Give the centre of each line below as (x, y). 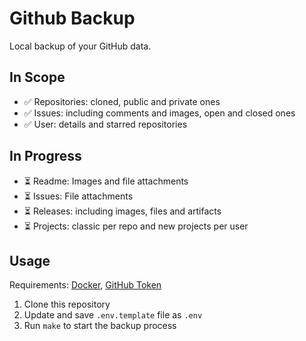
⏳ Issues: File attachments (78, 196)
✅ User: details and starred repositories (105, 124)
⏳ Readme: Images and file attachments (106, 181)
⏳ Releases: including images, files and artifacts (122, 211)
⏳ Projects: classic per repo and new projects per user (136, 226)
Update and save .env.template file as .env (113, 315)
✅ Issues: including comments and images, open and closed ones (159, 113)
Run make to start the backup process (100, 326)
